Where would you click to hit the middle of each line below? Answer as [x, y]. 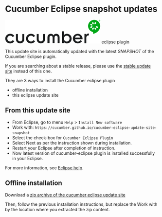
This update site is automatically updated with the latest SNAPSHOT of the [80, 51]
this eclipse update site [35, 95]
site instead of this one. [28, 71]
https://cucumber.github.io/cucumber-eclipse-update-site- [96, 127]
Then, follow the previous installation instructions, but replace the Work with [81, 204]
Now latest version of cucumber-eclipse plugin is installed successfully [83, 153]
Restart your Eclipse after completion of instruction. [64, 148]
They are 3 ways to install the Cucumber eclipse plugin [60, 80]
